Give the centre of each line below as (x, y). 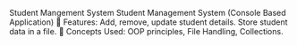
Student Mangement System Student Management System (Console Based (148, 13)
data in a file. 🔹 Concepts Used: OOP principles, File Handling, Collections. (146, 31)
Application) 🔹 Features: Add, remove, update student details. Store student (148, 22)
